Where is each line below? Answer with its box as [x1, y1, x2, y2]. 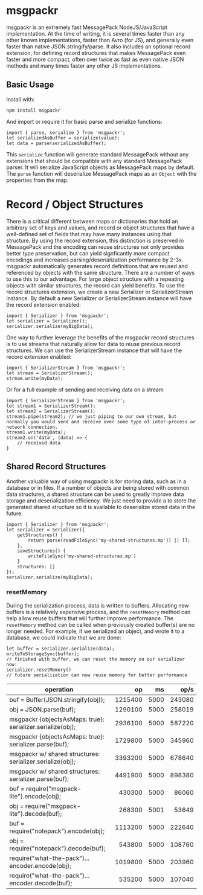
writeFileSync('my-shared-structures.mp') [28, 553, 137, 559]
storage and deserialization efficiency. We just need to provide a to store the [6, 496, 196, 504]
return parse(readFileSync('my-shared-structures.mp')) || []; [28, 537, 190, 544]
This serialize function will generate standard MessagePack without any [6, 150, 189, 158]
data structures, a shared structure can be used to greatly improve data [6, 490, 184, 498]
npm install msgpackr [6, 107, 61, 114]
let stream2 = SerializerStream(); [6, 408, 96, 414]
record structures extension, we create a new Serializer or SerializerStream [6, 288, 193, 295]
